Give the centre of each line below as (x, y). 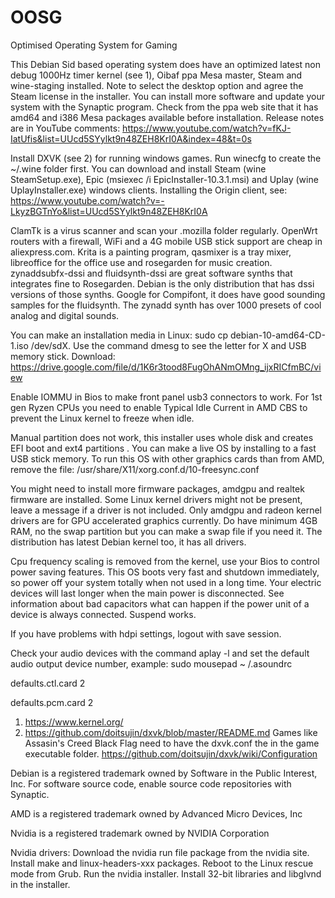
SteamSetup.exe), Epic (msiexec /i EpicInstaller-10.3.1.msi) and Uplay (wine (164, 179)
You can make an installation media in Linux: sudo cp (119, 335)
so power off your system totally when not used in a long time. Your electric (166, 582)
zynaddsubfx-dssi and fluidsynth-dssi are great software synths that (151, 273)
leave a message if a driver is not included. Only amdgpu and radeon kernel (166, 510)
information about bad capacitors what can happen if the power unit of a (160, 603)
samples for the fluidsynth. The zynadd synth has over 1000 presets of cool (166, 305)
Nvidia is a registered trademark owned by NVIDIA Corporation (140, 833)
